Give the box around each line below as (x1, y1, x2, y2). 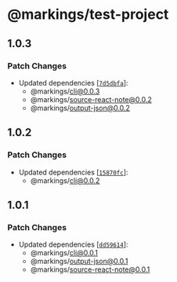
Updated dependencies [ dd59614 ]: (18, 240, 128, 249)
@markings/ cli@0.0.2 (30, 175, 100, 185)
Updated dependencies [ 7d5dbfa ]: (18, 78, 128, 87)
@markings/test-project (7, 5, 169, 24)
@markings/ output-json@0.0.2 (30, 103, 131, 112)
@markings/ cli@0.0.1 (30, 248, 99, 258)
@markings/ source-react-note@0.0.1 (30, 265, 150, 274)
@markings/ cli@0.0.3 (30, 86, 100, 96)
